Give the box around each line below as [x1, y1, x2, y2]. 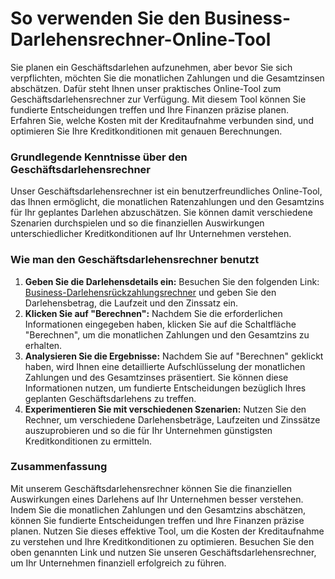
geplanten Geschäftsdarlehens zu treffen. [24, 392, 197, 404]
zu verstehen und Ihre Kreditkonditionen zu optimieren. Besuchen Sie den [10, 535, 315, 547]
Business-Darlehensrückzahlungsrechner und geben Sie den [24, 286, 277, 298]
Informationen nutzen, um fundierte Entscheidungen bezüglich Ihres [24, 382, 307, 394]
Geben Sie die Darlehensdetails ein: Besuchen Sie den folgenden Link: [24, 275, 320, 287]
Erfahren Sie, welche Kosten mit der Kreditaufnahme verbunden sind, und [10, 114, 314, 126]
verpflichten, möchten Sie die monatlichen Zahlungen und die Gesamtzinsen [10, 72, 325, 84]
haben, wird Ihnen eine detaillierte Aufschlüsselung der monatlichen [24, 360, 306, 372]
